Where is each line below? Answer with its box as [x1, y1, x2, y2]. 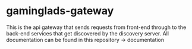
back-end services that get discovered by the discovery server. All [6, 30, 169, 37]
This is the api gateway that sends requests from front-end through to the [6, 24, 187, 31]
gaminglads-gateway [6, 4, 114, 18]
